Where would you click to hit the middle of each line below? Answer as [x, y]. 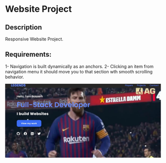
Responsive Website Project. [34, 39]
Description [23, 27]
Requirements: [28, 54]
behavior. [15, 77]
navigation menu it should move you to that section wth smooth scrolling [79, 71]
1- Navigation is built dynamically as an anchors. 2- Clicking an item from [80, 66]
